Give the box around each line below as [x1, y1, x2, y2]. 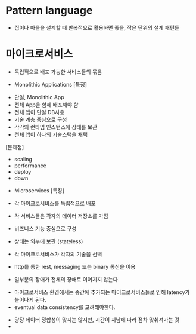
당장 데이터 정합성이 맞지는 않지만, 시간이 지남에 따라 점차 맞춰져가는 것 [14, 316, 180, 323]
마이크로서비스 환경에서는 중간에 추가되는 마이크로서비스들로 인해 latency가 [14, 288, 190, 296]
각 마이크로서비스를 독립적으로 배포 [14, 200, 96, 207]
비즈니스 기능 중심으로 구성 [14, 225, 77, 232]
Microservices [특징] [14, 186, 65, 194]
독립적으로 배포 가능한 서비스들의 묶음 [14, 68, 102, 75]
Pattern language [5, 4, 93, 17]
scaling [14, 155, 32, 163]
